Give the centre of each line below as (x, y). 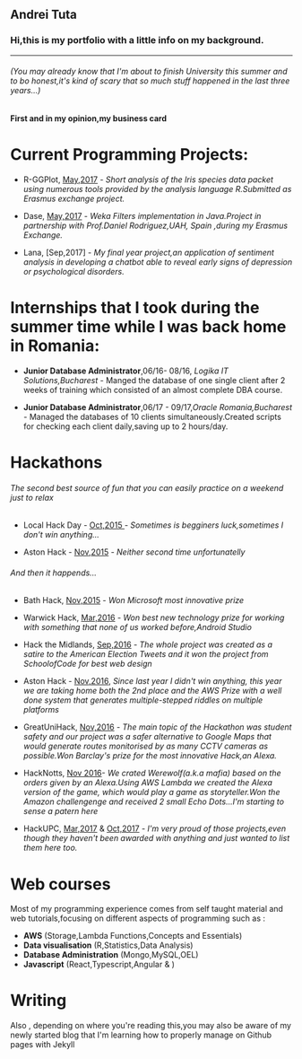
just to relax (32, 497)
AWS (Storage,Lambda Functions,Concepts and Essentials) (133, 936)
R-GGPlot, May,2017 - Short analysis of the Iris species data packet (148, 179)
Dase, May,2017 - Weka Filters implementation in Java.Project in (142, 215)
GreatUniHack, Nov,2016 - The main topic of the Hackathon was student (157, 727)
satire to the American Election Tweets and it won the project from (146, 654)
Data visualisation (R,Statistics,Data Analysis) (108, 945)
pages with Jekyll (43, 1045)
